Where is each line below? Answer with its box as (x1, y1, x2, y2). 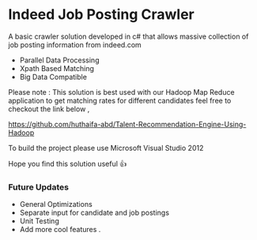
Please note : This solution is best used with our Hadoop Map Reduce (8, 87, 235, 96)
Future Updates (8, 182, 70, 193)
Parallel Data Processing (19, 55, 100, 65)
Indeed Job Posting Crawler (8, 6, 195, 24)
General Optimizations (19, 200, 93, 209)
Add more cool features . (19, 225, 101, 234)
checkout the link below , (8, 104, 90, 114)
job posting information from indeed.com (8, 39, 142, 49)
